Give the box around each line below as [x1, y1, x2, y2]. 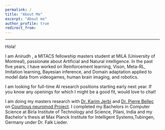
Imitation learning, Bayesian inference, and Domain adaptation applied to [5, 69, 152, 75]
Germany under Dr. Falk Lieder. [5, 119, 68, 126]
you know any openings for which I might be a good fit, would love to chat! [5, 89, 156, 95]
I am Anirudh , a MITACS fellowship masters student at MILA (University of [5, 53, 156, 59]
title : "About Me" [5, 12, 43, 17]
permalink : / [5, 7, 32, 12]
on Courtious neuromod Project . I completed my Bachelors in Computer [5, 104, 150, 110]
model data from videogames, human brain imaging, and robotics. [5, 74, 138, 80]
